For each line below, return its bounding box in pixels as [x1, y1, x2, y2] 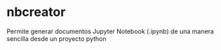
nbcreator [6, 4, 66, 20]
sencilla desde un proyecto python [6, 34, 107, 42]
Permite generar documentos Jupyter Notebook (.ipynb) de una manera [6, 27, 215, 35]
